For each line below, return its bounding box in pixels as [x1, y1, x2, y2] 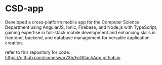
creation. [5, 40, 23, 45]
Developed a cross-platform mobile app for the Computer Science [5, 19, 140, 25]
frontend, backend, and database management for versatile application [5, 35, 150, 41]
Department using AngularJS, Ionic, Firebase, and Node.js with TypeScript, [5, 24, 158, 30]
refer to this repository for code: [5, 49, 71, 55]
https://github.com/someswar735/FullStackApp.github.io [5, 54, 121, 60]
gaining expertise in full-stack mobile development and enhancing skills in [5, 29, 156, 35]
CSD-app [5, 3, 43, 14]
